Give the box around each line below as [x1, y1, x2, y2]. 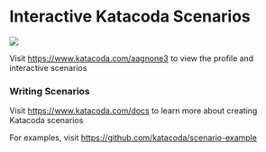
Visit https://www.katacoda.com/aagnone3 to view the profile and [9, 52, 254, 64]
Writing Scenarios [9, 85, 90, 97]
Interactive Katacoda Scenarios [9, 6, 251, 27]
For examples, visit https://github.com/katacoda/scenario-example [9, 132, 257, 143]
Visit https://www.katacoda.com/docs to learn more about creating [9, 105, 258, 116]
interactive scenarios [9, 62, 87, 73]
